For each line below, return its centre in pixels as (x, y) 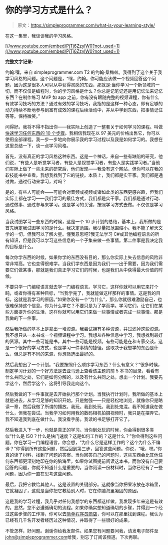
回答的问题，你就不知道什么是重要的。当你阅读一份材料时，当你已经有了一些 (84, 467)
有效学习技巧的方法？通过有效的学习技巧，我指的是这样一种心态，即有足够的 (84, 103)
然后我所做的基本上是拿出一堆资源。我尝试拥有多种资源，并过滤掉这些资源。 (84, 329)
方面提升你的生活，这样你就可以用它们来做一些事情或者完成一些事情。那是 (86, 312)
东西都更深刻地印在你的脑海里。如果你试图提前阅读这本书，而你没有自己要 (86, 461)
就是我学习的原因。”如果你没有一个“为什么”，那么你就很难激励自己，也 (90, 299)
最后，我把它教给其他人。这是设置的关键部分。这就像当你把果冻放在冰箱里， (84, 484)
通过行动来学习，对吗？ (42, 181)
